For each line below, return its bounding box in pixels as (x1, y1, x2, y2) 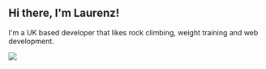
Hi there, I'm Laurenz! (8, 6, 120, 20)
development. (8, 36, 54, 46)
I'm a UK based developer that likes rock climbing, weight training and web (8, 27, 259, 37)
